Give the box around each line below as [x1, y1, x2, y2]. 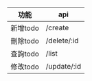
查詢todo [10, 49, 40, 58]
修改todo [10, 62, 40, 71]
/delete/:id [45, 36, 79, 45]
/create [45, 23, 69, 32]
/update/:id [45, 62, 82, 71]
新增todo [10, 23, 40, 33]
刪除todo [10, 36, 40, 45]
